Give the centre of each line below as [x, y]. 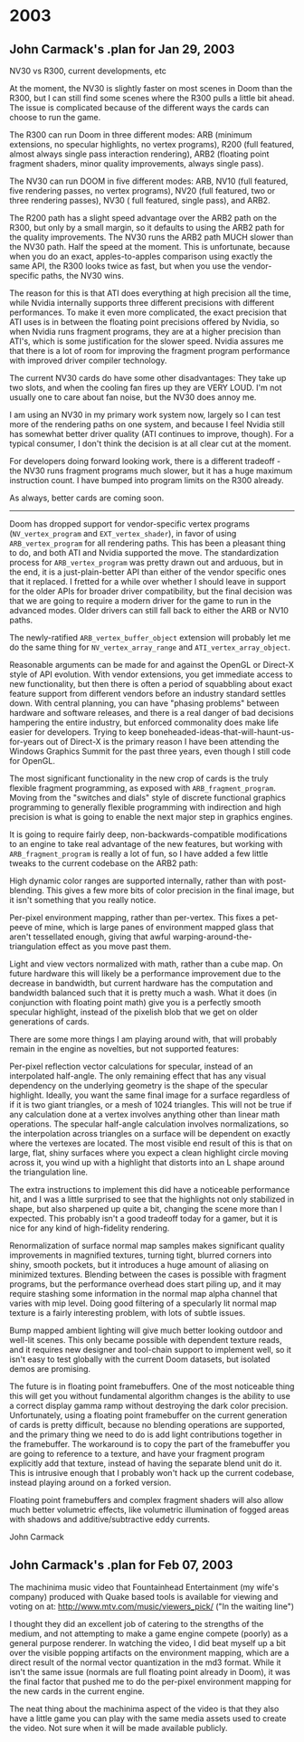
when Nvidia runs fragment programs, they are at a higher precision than [145, 332]
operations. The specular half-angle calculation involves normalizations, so [149, 1124]
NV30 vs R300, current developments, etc [88, 71]
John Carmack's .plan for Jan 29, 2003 [122, 49]
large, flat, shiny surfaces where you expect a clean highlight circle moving [149, 1153]
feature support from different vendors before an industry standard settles [148, 694]
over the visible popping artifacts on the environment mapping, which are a [149, 1652]
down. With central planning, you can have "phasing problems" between [144, 703]
